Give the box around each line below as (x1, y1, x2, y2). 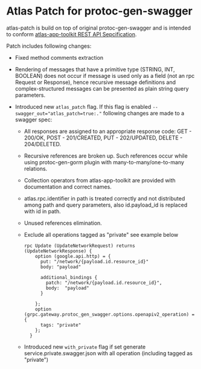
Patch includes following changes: (6, 42, 92, 50)
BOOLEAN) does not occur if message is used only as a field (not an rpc (14, 72, 195, 79)
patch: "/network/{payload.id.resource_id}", (45, 280, 162, 286)
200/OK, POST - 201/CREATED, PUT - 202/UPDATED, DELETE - (24, 134, 183, 141)
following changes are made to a (103, 109, 185, 117)
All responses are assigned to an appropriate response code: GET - (24, 127, 192, 135)
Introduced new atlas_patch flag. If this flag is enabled (14, 103, 152, 110)
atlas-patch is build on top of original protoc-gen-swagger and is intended (6, 24, 191, 31)
